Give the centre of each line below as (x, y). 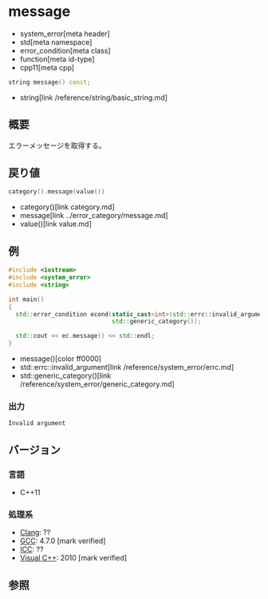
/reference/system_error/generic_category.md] (97, 384)
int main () (26, 299)
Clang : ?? (35, 533)
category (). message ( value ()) (57, 192)
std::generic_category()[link (65, 375)
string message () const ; (49, 82)
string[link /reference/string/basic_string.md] (94, 97)
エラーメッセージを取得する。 (57, 145)
